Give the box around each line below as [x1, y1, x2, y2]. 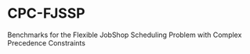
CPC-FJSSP [7, 5, 85, 22]
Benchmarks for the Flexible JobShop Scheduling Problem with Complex [7, 30, 242, 39]
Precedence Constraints [7, 38, 85, 47]
